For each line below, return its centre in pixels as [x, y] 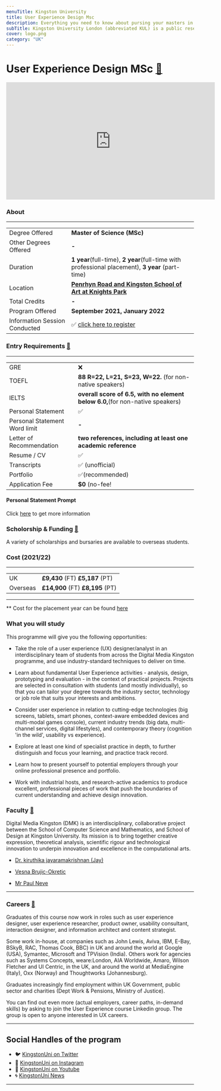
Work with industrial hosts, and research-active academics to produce [101, 782]
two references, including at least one [133, 438]
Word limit [23, 428]
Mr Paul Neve [32, 883]
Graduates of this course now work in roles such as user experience [90, 917]
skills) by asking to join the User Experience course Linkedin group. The [94, 1009]
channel [25, 729]
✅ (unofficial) [97, 464]
